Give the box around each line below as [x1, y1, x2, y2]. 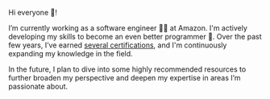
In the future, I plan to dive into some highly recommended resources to [8, 64, 247, 74]
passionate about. [8, 81, 69, 91]
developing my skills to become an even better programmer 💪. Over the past [8, 32, 262, 41]
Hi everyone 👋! [8, 8, 58, 17]
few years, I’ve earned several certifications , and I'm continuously [8, 40, 227, 50]
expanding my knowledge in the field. [8, 49, 133, 58]
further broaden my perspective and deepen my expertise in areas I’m [8, 73, 241, 82]
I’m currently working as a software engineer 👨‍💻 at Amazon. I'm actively [8, 23, 247, 32]
